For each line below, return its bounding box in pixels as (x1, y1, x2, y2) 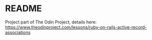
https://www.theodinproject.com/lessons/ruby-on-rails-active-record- (5, 24, 147, 30)
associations (5, 29, 31, 35)
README (5, 3, 42, 14)
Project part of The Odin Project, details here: (5, 19, 97, 25)
